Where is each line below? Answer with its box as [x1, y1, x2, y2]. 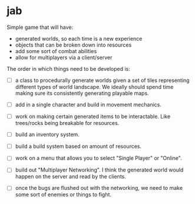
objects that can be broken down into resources [15, 41, 132, 48]
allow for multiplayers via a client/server [15, 54, 113, 61]
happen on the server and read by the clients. [15, 173, 126, 180]
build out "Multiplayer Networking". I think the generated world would [15, 166, 184, 173]
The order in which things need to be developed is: [6, 65, 130, 72]
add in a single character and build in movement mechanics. [15, 101, 161, 108]
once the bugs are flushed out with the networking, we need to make [15, 185, 183, 192]
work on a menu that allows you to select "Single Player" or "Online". [15, 154, 182, 162]
